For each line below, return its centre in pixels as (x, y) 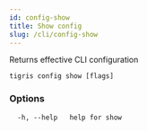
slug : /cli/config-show (54, 34)
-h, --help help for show (70, 118)
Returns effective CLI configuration (74, 60)
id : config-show (39, 17)
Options (27, 99)
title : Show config (46, 26)
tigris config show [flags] (62, 76)
